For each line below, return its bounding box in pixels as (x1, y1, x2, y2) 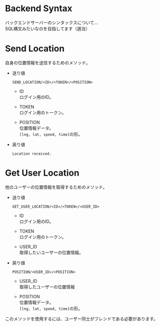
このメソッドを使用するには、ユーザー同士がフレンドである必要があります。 (5, 316, 158, 322)
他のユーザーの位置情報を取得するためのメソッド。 (5, 184, 107, 190)
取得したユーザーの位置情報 (19, 284, 75, 290)
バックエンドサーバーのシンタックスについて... (5, 19, 98, 25)
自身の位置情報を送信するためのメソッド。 (5, 59, 90, 66)
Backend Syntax (5, 3, 72, 14)
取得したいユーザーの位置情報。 (19, 249, 84, 255)
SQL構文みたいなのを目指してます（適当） (5, 25, 90, 32)
